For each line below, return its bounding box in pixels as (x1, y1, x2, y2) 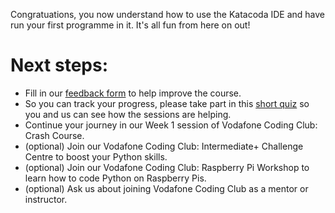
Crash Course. (24, 129, 85, 141)
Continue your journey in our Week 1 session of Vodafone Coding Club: (24, 119, 318, 131)
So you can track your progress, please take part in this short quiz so (24, 97, 310, 109)
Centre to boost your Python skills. (24, 150, 168, 163)
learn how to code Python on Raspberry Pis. (24, 172, 207, 184)
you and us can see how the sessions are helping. (24, 108, 232, 120)
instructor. (24, 193, 68, 205)
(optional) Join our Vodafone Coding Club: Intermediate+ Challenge (24, 140, 304, 152)
